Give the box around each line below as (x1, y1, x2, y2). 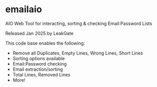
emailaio (5, 4, 42, 15)
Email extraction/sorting (12, 66, 63, 72)
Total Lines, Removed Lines (12, 71, 70, 77)
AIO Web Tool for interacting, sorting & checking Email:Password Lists (5, 20, 152, 26)
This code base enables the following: (5, 40, 85, 46)
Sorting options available (12, 55, 65, 62)
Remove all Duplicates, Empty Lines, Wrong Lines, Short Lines (12, 50, 143, 56)
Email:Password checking (12, 61, 67, 67)
